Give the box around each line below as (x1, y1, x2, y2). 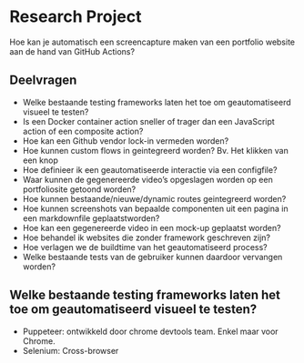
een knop (22, 155, 59, 166)
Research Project (9, 6, 142, 27)
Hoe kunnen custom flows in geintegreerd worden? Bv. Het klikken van (22, 145, 289, 156)
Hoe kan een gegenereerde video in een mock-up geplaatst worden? (22, 222, 281, 233)
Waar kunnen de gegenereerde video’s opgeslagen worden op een (22, 174, 273, 185)
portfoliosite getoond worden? (22, 184, 137, 195)
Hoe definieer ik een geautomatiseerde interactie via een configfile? (22, 164, 278, 175)
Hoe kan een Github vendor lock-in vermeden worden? (22, 135, 229, 146)
